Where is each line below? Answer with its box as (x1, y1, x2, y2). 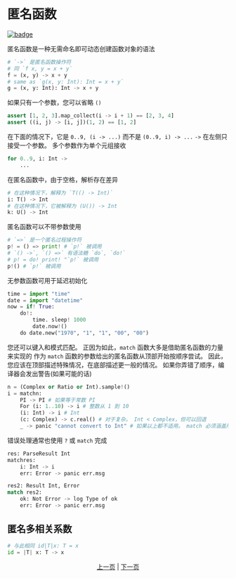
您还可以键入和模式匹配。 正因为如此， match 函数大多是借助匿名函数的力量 (7, 343, 223, 351)
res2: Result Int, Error (7, 482, 80, 490)
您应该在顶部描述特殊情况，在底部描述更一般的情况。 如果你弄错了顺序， (7, 360, 218, 369)
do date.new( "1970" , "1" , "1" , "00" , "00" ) (20, 329, 150, 336)
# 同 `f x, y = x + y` (7, 65, 72, 72)
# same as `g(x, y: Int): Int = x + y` (7, 78, 124, 85)
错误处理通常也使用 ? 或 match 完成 (7, 436, 107, 445)
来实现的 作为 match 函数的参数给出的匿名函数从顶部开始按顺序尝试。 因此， (7, 352, 227, 360)
